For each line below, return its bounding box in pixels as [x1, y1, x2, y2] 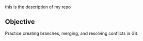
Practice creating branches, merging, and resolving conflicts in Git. [5, 31, 139, 36]
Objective [5, 18, 35, 26]
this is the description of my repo [5, 4, 71, 10]
